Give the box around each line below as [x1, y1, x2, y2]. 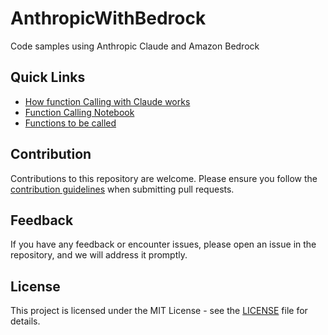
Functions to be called [24, 117, 117, 129]
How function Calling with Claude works [24, 95, 191, 107]
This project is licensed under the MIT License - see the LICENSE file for [10, 305, 308, 317]
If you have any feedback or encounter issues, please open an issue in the [10, 238, 317, 251]
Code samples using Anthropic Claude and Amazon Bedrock [10, 40, 260, 52]
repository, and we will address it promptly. [10, 249, 188, 261]
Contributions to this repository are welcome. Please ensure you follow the [10, 172, 318, 184]
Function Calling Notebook [24, 106, 135, 118]
